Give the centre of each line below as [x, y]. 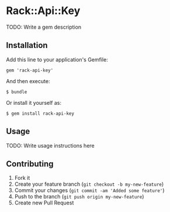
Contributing [30, 164]
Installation [27, 45]
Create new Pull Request [44, 203]
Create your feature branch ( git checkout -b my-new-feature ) [89, 184]
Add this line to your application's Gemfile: [57, 59]
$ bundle [17, 92]
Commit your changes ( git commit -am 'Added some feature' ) [89, 190]
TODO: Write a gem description [44, 27]
